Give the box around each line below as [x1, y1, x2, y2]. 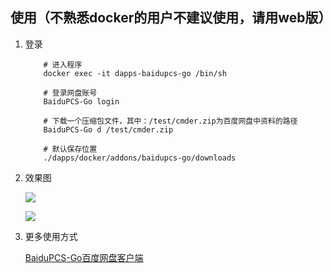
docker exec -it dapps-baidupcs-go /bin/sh [43, 68, 227, 78]
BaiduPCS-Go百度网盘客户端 [24, 251, 144, 263]
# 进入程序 [43, 59, 83, 70]
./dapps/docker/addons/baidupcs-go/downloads [43, 153, 237, 163]
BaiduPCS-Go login [43, 96, 120, 107]
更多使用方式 [24, 230, 78, 242]
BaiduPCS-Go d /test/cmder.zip [43, 124, 174, 135]
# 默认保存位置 [43, 144, 98, 154]
